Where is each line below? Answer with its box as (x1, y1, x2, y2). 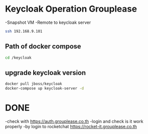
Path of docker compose (5, 42, 82, 50)
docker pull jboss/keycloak (5, 82, 63, 86)
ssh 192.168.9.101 (5, 29, 42, 33)
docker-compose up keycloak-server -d (5, 86, 84, 91)
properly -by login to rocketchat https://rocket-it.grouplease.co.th (5, 124, 137, 129)
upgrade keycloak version (5, 68, 86, 77)
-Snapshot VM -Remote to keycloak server (5, 19, 91, 25)
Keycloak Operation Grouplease (5, 3, 137, 15)
